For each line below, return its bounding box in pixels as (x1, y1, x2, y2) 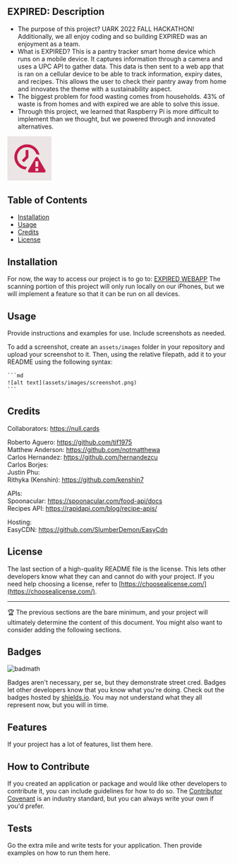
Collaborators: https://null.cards (7, 424, 100, 432)
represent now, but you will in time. (7, 701, 109, 709)
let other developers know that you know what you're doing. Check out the (7, 686, 224, 694)
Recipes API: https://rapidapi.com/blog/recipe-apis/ (7, 504, 157, 512)
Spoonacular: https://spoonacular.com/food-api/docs (7, 497, 163, 505)
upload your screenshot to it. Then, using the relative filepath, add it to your (7, 350, 227, 359)
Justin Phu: (7, 468, 40, 476)
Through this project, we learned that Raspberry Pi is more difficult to (17, 107, 219, 115)
